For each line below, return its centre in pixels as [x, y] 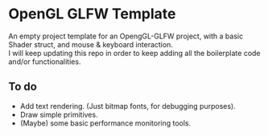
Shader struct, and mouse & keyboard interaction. [91, 44]
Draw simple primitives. [59, 114]
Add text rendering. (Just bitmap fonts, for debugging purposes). [128, 106]
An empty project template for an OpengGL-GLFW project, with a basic [126, 36]
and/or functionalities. [45, 62]
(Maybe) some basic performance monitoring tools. [105, 123]
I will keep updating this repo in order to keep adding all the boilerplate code [134, 53]
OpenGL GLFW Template [92, 14]
